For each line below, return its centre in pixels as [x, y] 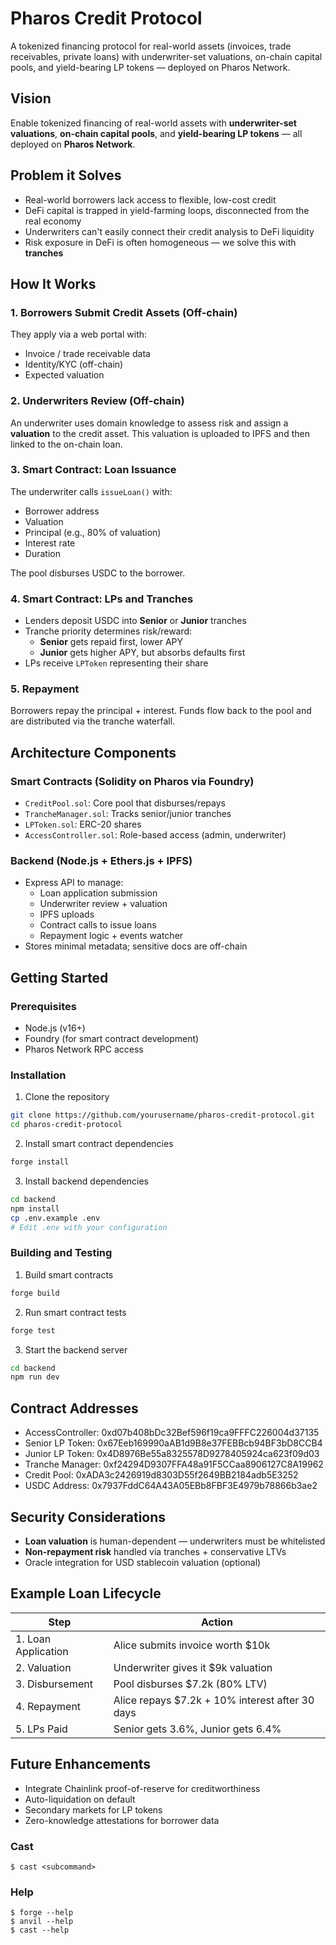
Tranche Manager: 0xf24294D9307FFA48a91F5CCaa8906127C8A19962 [174, 1464]
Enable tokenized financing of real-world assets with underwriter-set [153, 123]
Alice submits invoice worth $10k [192, 1645]
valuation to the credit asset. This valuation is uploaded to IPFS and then [160, 433]
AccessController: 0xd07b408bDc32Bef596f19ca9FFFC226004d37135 [172, 1433]
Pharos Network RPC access [84, 1049]
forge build [35, 1293]
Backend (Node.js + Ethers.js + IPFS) [101, 861]
